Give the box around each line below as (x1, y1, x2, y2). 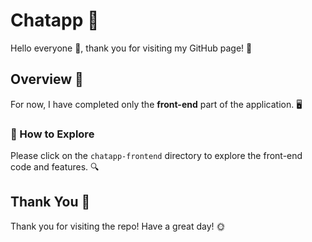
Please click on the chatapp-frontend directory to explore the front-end (10, 150, 303, 162)
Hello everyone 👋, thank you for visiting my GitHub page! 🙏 (10, 42, 253, 54)
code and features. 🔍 (10, 161, 100, 173)
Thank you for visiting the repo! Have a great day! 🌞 (10, 220, 226, 232)
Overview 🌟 (10, 71, 84, 88)
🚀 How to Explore (10, 127, 95, 141)
